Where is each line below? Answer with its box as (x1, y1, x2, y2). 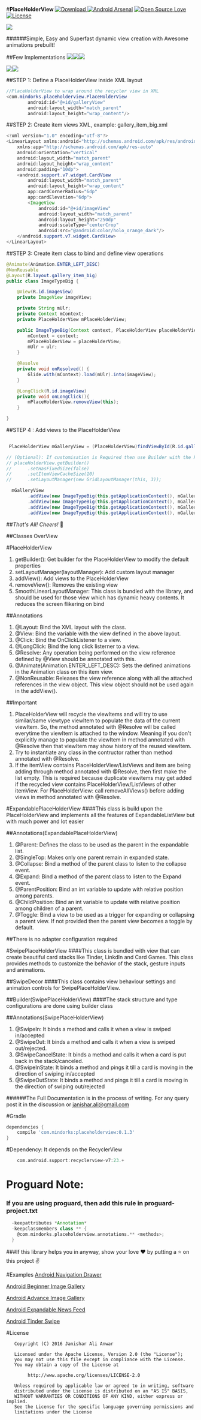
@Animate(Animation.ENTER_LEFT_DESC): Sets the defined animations (14, 662, 191, 669)
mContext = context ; (28, 333, 79, 339)
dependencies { (6, 1124, 44, 1130)
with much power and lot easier (6, 818, 84, 825)
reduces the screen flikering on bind (14, 600, 105, 607)
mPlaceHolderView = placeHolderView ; (28, 338, 121, 344)
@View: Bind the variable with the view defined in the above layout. (14, 630, 181, 637)
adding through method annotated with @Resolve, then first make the (14, 768, 187, 775)
